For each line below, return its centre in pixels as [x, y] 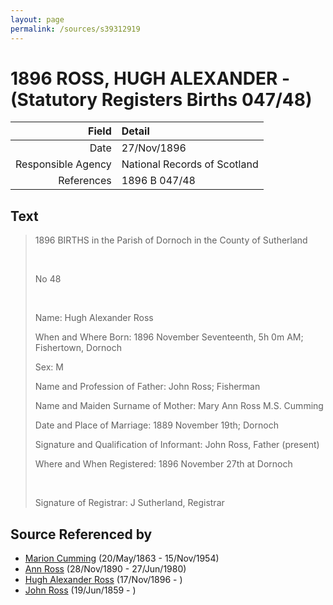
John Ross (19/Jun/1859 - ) [80, 590]
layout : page [37, 19]
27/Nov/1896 [154, 148]
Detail [135, 131]
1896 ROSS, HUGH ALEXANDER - [150, 78]
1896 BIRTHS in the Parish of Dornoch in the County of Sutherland [171, 240]
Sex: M [49, 367]
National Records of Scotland [190, 164]
